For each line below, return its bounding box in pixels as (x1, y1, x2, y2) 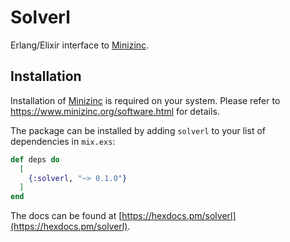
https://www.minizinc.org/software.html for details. (10, 105, 220, 117)
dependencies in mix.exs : (10, 135, 116, 147)
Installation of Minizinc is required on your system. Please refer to (10, 94, 281, 106)
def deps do (10, 154, 60, 165)
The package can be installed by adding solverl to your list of (10, 124, 266, 136)
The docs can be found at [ (10, 210, 123, 222)
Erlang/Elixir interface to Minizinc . (10, 39, 150, 51)
